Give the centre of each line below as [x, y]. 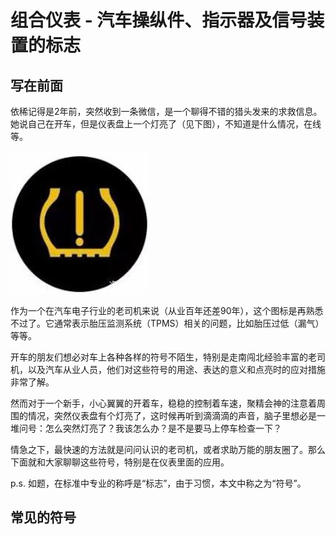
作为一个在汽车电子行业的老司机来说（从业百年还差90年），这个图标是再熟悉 [167, 310]
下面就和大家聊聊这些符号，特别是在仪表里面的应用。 [120, 462]
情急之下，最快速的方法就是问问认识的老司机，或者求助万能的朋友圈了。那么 [168, 449]
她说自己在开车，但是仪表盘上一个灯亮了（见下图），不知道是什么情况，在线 [166, 124]
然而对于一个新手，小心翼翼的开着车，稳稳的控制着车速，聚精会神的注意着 [163, 403]
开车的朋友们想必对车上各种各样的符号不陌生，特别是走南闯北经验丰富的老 [163, 357]
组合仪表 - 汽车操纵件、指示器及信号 [159, 20]
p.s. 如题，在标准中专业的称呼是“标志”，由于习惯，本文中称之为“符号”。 [158, 483]
